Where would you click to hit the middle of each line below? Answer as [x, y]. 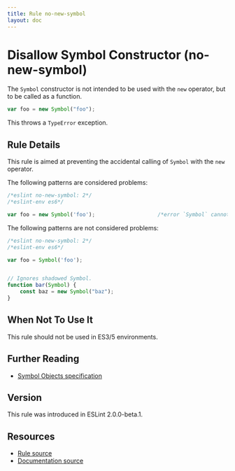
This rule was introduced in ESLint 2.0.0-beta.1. [75, 414]
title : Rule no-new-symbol [47, 14]
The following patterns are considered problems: [78, 183]
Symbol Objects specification [60, 376]
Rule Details [34, 145]
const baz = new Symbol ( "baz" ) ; [67, 292]
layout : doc [24, 20]
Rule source [35, 454]
